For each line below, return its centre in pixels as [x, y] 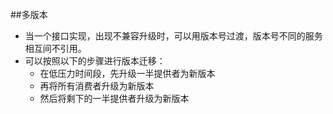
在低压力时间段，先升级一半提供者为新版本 [127, 73]
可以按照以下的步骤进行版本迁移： [95, 61]
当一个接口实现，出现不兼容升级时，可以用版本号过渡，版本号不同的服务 [173, 36]
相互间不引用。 [55, 48]
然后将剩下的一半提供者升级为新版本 [114, 98]
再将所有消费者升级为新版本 [97, 86]
